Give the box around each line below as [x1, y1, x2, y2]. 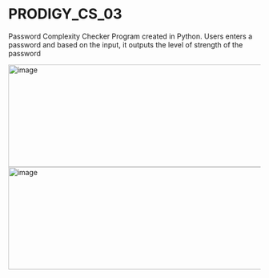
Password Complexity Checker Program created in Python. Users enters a [8, 31, 253, 41]
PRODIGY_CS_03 [8, 5, 122, 23]
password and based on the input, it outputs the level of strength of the [8, 39, 243, 49]
